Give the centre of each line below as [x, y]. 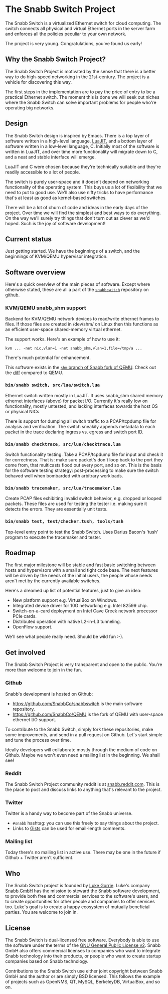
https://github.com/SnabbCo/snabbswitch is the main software [77, 704]
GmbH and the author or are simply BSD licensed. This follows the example [83, 976]
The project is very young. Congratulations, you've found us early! [74, 43]
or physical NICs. [23, 411]
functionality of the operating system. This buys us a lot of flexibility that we [83, 187]
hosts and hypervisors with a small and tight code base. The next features [82, 570]
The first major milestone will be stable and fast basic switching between [80, 565]
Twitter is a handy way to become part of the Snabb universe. [69, 813]
